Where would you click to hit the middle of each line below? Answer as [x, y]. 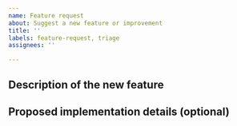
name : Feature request [46, 16]
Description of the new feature [86, 85]
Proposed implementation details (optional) [119, 111]
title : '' [25, 30]
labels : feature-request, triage [64, 38]
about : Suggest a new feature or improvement [85, 23]
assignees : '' [32, 45]
